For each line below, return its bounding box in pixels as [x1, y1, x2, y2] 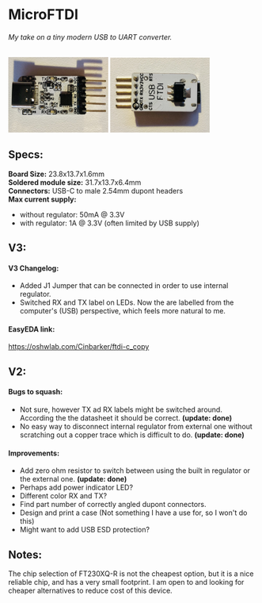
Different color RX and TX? [19, 491, 108, 501]
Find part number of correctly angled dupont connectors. [19, 500, 207, 509]
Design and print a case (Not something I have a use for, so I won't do [19, 508, 248, 517]
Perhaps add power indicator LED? [19, 482, 133, 493]
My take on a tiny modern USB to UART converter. [8, 32, 173, 41]
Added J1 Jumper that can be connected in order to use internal [19, 281, 229, 290]
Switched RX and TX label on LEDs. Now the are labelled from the [19, 298, 234, 307]
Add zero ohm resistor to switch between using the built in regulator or [19, 466, 251, 475]
